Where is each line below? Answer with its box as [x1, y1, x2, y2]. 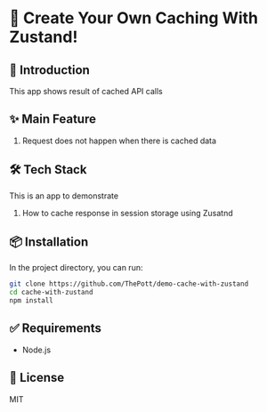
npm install [9, 296, 53, 305]
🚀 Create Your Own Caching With [9, 8, 259, 28]
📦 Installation [9, 235, 89, 250]
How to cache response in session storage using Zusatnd [21, 207, 233, 218]
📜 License [9, 370, 65, 385]
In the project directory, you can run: [9, 263, 143, 273]
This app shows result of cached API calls [9, 86, 163, 96]
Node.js [21, 344, 52, 355]
